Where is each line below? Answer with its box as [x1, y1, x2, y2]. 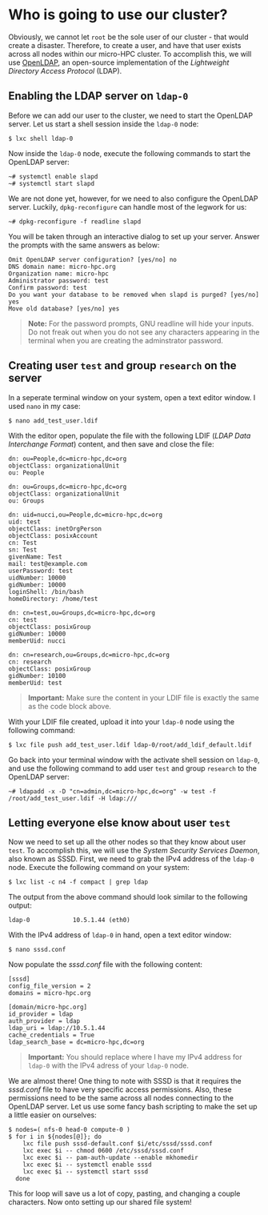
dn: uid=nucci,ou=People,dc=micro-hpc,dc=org [8, 511, 162, 519]
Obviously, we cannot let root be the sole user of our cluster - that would [8, 32, 250, 42]
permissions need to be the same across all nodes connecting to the [8, 1093, 234, 1103]
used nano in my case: [8, 401, 81, 411]
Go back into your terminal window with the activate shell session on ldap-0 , [8, 755, 260, 764]
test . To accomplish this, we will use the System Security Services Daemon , [8, 846, 260, 856]
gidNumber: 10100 [8, 672, 66, 680]
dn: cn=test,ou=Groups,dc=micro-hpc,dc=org [8, 608, 156, 617]
